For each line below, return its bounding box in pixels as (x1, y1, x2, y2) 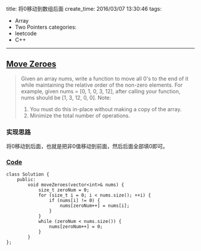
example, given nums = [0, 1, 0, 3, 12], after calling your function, (20, 87, 181, 94)
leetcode (14, 30, 37, 37)
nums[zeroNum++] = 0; (48, 224, 103, 230)
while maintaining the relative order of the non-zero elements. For (20, 81, 183, 88)
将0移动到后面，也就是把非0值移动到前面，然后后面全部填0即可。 (6, 143, 169, 150)
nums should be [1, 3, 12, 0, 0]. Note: (20, 94, 112, 101)
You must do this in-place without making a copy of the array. (29, 105, 182, 112)
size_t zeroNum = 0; (38, 187, 90, 193)
